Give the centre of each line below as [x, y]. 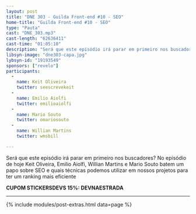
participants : [23, 71]
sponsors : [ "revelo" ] [32, 66]
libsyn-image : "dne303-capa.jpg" [47, 55]
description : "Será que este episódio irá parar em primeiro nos [87, 50]
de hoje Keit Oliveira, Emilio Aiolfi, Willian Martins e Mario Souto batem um [95, 164]
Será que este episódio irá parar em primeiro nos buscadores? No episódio [96, 157]
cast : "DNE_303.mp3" [31, 33]
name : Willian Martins [44, 131]
